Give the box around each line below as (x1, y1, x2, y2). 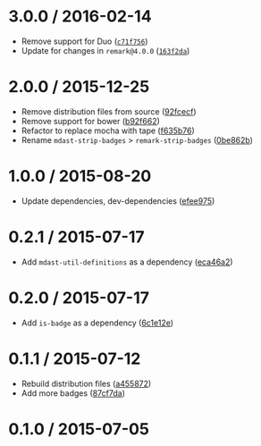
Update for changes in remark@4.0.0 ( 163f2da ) (21, 45, 190, 55)
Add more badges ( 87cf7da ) (21, 387, 126, 399)
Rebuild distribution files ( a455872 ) (21, 378, 152, 389)
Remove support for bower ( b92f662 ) (21, 115, 160, 126)
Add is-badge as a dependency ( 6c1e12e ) (21, 317, 174, 328)
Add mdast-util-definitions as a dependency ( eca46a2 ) (21, 257, 233, 267)
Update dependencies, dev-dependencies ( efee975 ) (21, 195, 215, 206)
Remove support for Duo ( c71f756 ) (21, 36, 148, 46)
